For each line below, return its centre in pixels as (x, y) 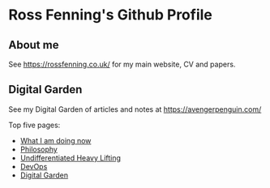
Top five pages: (34, 125)
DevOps (34, 166)
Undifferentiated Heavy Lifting (71, 158)
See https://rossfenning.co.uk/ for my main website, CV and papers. (122, 64)
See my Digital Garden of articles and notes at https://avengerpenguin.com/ (135, 109)
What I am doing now (56, 140)
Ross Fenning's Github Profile (111, 15)
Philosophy (39, 149)
